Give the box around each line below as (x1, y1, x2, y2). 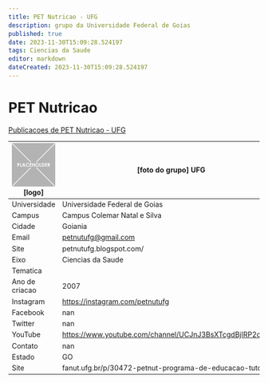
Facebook (11, 307, 45, 317)
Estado (11, 352, 35, 361)
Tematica (11, 266, 42, 275)
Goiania (62, 222, 88, 231)
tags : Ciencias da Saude (8, 46, 91, 55)
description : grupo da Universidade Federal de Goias (8, 21, 191, 30)
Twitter (11, 319, 35, 329)
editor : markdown (8, 55, 66, 63)
